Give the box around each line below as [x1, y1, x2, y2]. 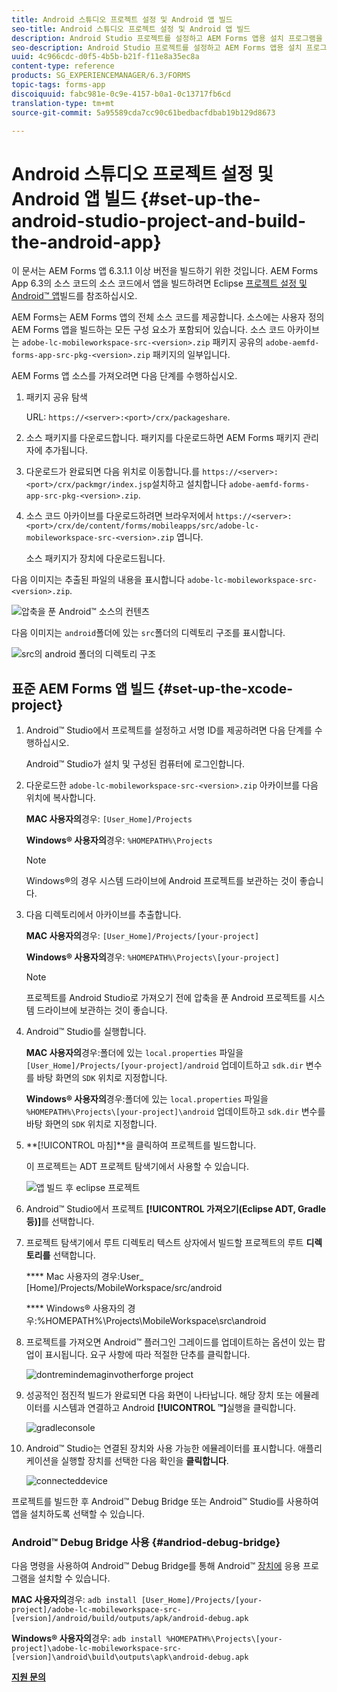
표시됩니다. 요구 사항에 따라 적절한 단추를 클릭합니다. [44, 1349, 251, 1361]
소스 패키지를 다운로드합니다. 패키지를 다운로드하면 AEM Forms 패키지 [25, 432, 301, 444]
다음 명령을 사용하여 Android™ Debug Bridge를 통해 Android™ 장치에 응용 [11, 1560, 301, 1572]
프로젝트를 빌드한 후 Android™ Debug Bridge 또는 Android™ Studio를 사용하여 [11, 1496, 319, 1508]
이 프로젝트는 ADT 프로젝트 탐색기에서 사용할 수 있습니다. [25, 1161, 250, 1173]
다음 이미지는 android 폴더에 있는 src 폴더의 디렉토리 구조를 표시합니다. [11, 627, 286, 639]
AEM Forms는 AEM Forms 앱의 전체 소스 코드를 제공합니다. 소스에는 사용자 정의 [11, 311, 325, 323]
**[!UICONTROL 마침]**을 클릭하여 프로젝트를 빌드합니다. [25, 1139, 257, 1151]
